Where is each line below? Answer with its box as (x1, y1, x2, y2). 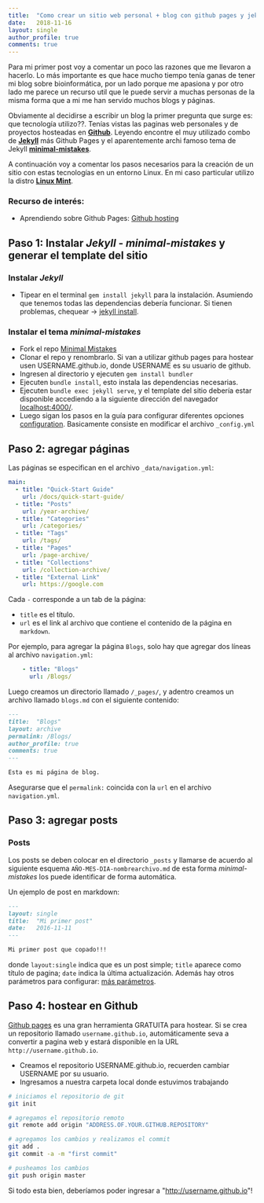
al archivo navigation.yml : (8, 650, 93, 660)
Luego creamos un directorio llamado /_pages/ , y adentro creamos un (8, 687, 234, 696)
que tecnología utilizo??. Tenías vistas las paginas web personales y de (8, 119, 239, 129)
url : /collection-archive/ (22, 566, 111, 574)
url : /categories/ (22, 522, 82, 530)
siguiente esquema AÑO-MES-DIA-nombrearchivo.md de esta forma (8, 864, 218, 873)
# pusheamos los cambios (8, 1164, 90, 1172)
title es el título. (19, 610, 75, 619)
